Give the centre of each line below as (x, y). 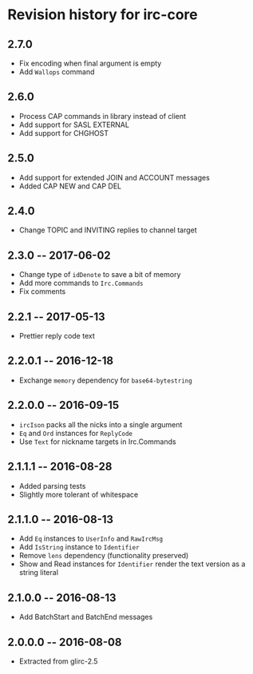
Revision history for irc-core (103, 15)
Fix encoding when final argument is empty (90, 63)
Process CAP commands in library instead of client (103, 116)
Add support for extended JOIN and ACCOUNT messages (115, 177)
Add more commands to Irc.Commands (81, 283)
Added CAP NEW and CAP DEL (70, 186)
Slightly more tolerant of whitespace (79, 494)
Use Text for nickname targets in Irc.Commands (97, 442)
